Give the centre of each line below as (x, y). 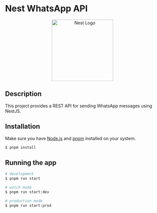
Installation (23, 127)
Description (23, 94)
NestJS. (13, 111)
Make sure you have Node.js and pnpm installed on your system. (70, 138)
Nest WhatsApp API (46, 9)
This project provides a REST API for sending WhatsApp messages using (79, 106)
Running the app (31, 163)
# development (20, 174)
